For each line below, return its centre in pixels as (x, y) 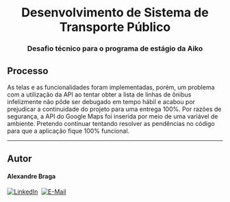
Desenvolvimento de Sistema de (115, 13)
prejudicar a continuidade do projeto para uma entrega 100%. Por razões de (114, 109)
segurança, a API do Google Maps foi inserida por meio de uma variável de (113, 116)
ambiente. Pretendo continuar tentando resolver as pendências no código (111, 123)
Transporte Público (115, 27)
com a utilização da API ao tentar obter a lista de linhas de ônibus (99, 94)
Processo (28, 71)
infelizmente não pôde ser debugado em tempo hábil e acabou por (101, 101)
